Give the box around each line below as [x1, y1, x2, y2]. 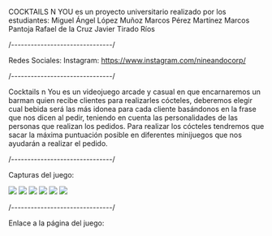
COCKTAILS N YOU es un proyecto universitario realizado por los [8, 7, 227, 16]
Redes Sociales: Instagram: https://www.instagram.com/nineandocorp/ [8, 56, 246, 65]
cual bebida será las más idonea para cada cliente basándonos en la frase [8, 105, 257, 114]
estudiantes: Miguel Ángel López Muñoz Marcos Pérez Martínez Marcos [8, 15, 250, 25]
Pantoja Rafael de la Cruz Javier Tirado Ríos [8, 24, 156, 33]
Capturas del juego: [8, 170, 75, 179]
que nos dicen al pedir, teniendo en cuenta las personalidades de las [8, 113, 238, 122]
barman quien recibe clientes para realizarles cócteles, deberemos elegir [8, 96, 253, 105]
